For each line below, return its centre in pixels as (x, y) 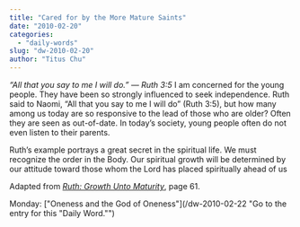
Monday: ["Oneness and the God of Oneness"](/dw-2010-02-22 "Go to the (148, 204)
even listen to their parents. (60, 132)
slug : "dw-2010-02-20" (52, 51)
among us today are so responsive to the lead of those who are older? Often (150, 113)
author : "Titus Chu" (48, 59)
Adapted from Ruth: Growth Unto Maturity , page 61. (105, 186)
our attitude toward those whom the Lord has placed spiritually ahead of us (148, 169)
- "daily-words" (48, 43)
